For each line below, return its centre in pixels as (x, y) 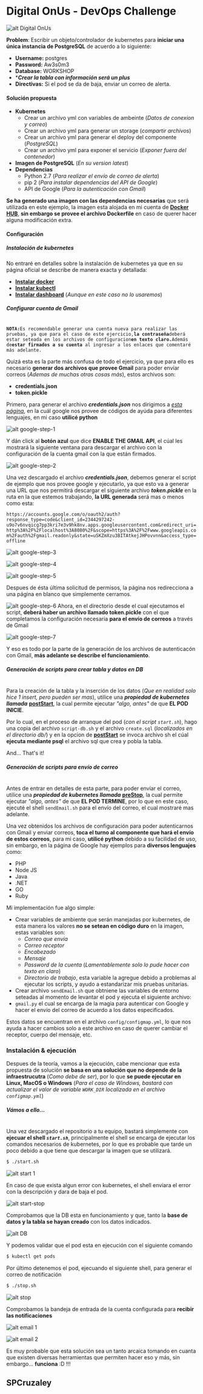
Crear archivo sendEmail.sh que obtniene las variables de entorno (97, 991)
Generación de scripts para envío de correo (62, 767)
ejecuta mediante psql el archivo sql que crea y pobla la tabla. (84, 741)
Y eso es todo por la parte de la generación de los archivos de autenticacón (101, 649)
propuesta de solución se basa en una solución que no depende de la (94, 1070)
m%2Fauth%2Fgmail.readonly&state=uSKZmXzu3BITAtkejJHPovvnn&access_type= (101, 536)
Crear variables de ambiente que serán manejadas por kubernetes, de (102, 920)
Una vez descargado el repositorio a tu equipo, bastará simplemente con (97, 1131)
